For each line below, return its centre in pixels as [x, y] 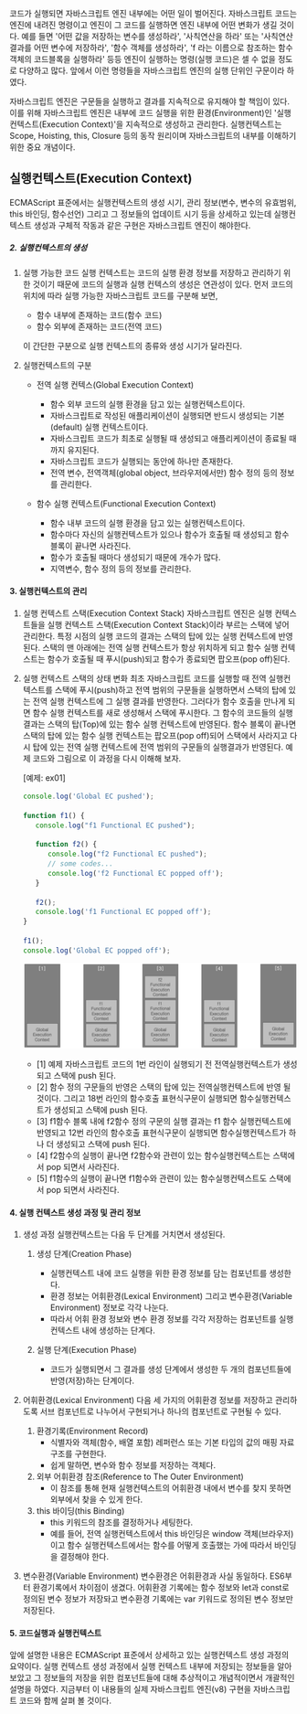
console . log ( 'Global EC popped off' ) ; [96, 950]
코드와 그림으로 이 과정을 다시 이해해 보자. [107, 758]
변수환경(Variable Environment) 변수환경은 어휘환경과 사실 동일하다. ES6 [153, 1576]
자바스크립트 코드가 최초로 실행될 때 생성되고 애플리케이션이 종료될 [169, 438]
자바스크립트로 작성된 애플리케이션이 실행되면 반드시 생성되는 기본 [167, 415]
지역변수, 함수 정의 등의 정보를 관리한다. [121, 569]
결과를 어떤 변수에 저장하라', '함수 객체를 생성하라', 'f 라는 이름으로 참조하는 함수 [152, 48]
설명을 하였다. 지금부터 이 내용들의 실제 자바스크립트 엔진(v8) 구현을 [130, 1689]
